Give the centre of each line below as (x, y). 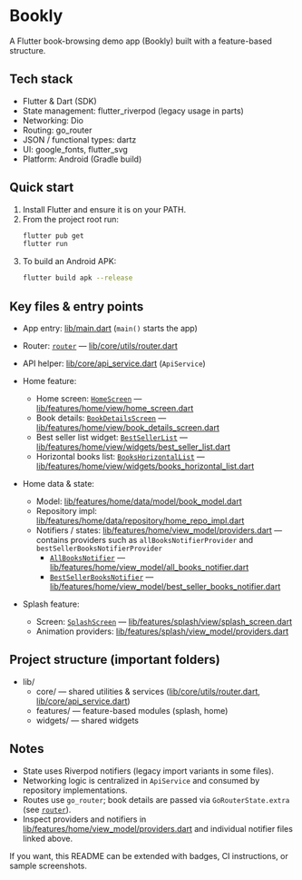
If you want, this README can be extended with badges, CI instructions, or (149, 855)
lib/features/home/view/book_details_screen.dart (128, 427)
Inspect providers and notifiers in (84, 819)
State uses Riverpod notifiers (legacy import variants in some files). (148, 771)
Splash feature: (51, 604)
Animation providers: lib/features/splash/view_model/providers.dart (162, 631)
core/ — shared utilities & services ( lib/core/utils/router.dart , (148, 691)
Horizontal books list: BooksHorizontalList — (121, 456)
